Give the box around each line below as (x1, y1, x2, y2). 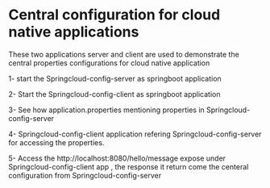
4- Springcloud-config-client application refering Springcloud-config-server (8, 129, 262, 139)
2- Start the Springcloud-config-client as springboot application (8, 89, 221, 98)
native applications (8, 23, 139, 41)
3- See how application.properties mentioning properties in (8, 105, 206, 115)
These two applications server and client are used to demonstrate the (8, 49, 239, 59)
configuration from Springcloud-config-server (8, 170, 162, 180)
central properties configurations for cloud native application (8, 58, 210, 68)
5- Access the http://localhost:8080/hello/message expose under (8, 153, 226, 163)
